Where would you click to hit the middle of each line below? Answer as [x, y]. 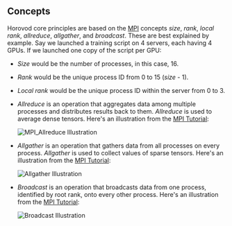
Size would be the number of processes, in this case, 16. [98, 63]
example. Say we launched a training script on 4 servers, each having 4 [110, 43]
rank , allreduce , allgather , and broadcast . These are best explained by [108, 35]
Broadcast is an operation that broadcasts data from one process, [112, 187]
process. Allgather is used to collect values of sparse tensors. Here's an [120, 153]
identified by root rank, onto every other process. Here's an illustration [118, 194]
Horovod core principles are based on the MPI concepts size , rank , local [110, 28]
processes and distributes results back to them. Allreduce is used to [115, 111]
